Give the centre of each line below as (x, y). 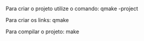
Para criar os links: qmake (37, 20)
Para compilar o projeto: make (43, 31)
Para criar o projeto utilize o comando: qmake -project (72, 9)
